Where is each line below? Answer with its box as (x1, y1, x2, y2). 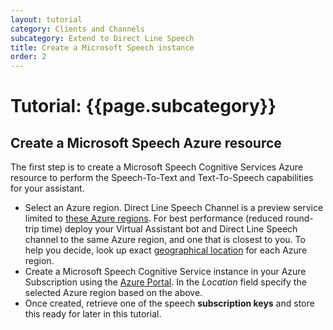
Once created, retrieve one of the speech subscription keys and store (24, 297, 315, 310)
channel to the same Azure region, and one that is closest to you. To (24, 234, 306, 246)
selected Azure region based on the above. (24, 287, 203, 299)
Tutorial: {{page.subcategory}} (10, 95, 277, 118)
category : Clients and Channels (10, 24, 145, 34)
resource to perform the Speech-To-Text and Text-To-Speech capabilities (10, 172, 314, 184)
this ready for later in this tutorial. (24, 308, 162, 320)
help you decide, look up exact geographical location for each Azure (24, 244, 308, 256)
